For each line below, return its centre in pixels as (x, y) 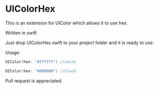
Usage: (13, 52)
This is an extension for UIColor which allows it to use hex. (67, 23)
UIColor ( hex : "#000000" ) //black (41, 71)
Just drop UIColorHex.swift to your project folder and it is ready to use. (80, 42)
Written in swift (21, 33)
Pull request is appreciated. (34, 81)
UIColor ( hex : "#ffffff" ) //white (41, 62)
